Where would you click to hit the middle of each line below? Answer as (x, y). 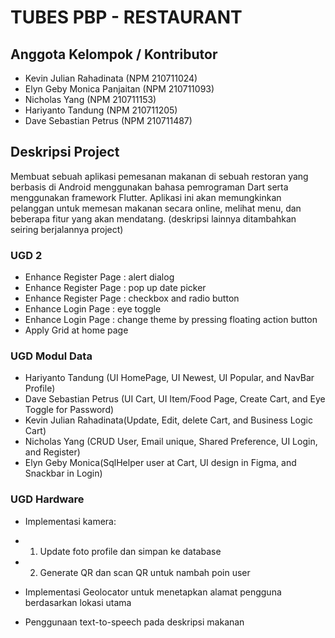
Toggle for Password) (69, 410)
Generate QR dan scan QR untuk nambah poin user (145, 572)
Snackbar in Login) (63, 473)
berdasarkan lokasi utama (78, 602)
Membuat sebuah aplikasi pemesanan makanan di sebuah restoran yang (159, 176)
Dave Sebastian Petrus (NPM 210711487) (108, 120)
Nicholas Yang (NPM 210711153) (90, 99)
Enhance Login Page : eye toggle (93, 309)
